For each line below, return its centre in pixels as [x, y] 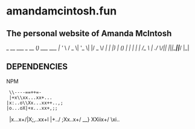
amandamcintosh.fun [62, 11]
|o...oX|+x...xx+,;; [32, 108]
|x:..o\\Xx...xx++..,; [35, 103]
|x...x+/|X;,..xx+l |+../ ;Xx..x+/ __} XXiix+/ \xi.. [64, 119]
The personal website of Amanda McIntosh [89, 33]
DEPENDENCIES [37, 67]
